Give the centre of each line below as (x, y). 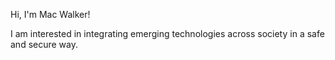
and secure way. (44, 44)
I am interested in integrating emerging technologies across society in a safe (167, 33)
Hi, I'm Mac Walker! (50, 14)
